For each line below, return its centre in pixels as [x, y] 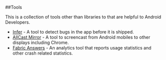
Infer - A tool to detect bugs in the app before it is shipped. [73, 32]
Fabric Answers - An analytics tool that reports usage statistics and [82, 48]
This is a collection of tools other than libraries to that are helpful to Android [83, 17]
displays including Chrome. [41, 42]
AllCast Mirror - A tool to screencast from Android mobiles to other [81, 37]
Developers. [18, 22]
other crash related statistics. [43, 53]
